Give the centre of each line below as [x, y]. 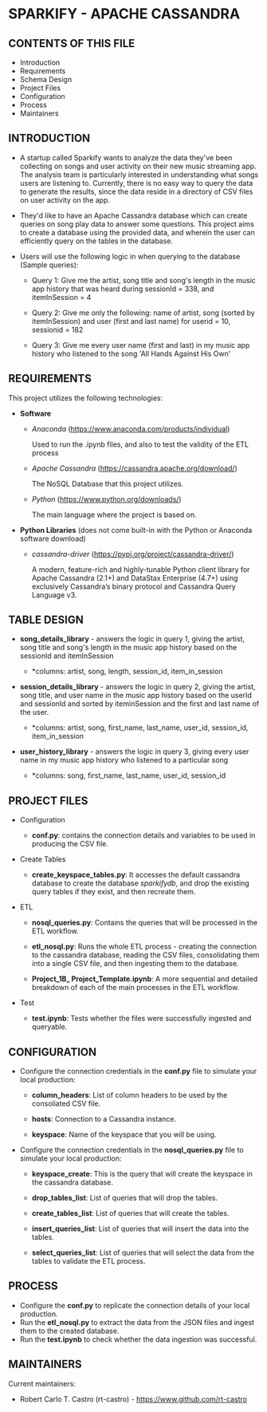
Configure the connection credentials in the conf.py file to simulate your [138, 1071]
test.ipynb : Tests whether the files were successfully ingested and [141, 1019]
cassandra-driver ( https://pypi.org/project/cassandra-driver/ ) [133, 554]
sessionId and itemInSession [67, 656]
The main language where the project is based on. [114, 515]
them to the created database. [69, 1331]
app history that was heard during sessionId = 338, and [123, 289]
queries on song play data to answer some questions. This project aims [137, 223]
